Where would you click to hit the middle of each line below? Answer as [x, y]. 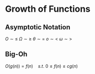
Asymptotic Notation [38, 27]
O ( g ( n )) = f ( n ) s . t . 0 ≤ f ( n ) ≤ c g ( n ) [41, 66]
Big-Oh [16, 54]
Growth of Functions [48, 9]
